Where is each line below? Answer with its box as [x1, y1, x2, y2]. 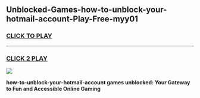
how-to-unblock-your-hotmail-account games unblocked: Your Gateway [6, 78, 190, 86]
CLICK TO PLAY [6, 32, 52, 40]
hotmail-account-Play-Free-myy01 [6, 14, 139, 24]
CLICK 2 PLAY [6, 54, 48, 62]
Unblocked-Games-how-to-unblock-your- [6, 5, 167, 15]
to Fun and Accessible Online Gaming [6, 85, 101, 92]
